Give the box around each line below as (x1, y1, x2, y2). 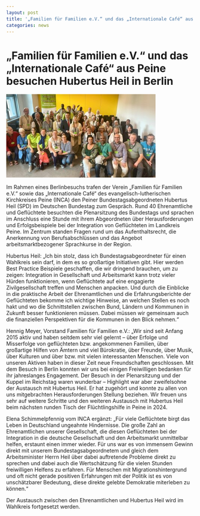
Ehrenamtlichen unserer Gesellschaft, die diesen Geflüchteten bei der (6, 428, 177, 435)
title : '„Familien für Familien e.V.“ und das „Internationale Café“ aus (6, 16, 194, 22)
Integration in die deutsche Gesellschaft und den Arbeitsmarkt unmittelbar (6, 434, 189, 442)
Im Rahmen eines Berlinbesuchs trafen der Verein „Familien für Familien (6, 184, 183, 191)
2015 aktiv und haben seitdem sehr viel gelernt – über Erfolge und (6, 334, 168, 341)
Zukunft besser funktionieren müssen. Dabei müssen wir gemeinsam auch (6, 310, 189, 317)
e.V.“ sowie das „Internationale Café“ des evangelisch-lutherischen (6, 190, 171, 197)
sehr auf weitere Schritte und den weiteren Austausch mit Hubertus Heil (6, 398, 183, 405)
